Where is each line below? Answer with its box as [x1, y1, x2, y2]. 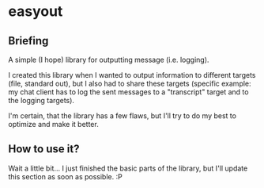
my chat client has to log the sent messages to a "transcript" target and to [8, 87, 249, 97]
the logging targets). [8, 96, 75, 105]
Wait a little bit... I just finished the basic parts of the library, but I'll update [8, 163, 248, 173]
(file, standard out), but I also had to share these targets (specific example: [8, 79, 251, 88]
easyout [8, 2, 63, 21]
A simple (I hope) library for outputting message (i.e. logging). [8, 55, 209, 64]
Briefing [8, 34, 49, 48]
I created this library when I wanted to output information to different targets [8, 71, 256, 79]
